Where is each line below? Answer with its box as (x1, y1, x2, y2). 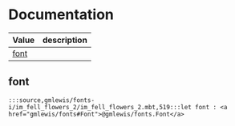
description (43, 34, 88, 45)
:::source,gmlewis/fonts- (8, 96, 95, 104)
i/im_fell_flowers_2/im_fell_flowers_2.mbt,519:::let (8, 103, 192, 111)
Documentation (8, 6, 115, 24)
